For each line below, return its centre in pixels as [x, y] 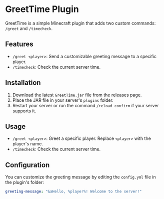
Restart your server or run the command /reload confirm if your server [85, 105]
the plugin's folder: [24, 182]
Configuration [27, 165]
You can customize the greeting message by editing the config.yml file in [80, 177]
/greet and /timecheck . [29, 28]
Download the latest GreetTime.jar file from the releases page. [77, 95]
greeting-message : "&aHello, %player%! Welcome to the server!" [73, 191]
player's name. [28, 144]
